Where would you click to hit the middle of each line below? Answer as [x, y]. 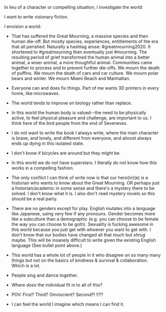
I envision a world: [23, 26]
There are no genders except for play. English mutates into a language [83, 208]
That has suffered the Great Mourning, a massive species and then [80, 36]
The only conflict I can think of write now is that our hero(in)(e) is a [80, 178]
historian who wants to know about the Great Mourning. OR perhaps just [85, 183]
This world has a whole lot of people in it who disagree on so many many [86, 255]
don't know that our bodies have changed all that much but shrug [78, 235]
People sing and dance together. [45, 275]
